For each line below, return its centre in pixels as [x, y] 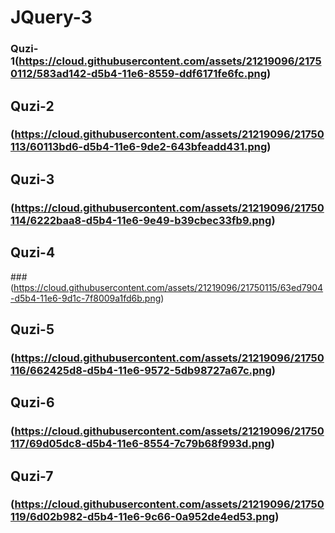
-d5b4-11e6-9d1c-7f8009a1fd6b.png [86, 298]
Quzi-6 [32, 402]
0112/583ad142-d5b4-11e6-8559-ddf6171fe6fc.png [138, 74]
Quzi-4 [33, 252]
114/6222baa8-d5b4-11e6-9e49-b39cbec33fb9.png [141, 220]
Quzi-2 [32, 106]
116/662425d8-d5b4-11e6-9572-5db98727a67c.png [141, 370]
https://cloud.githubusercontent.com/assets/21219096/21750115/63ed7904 [168, 287]
